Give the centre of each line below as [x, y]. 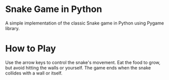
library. [13, 28]
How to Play [31, 49]
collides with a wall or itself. [34, 73]
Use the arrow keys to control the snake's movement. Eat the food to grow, [83, 62]
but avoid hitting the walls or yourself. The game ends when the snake [78, 67]
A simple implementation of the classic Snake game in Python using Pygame [84, 23]
